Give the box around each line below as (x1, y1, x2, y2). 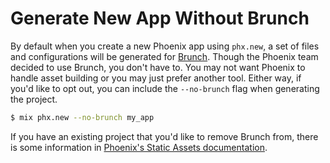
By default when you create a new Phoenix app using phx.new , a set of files (10, 40, 320, 52)
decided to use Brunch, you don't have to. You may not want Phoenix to (10, 61, 306, 73)
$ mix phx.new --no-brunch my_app (10, 112, 155, 122)
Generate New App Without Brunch (10, 7, 310, 30)
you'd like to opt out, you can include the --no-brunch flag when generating (10, 82, 320, 94)
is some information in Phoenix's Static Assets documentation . (10, 141, 268, 153)
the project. (10, 93, 58, 105)
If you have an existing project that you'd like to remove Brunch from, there (10, 130, 319, 142)
